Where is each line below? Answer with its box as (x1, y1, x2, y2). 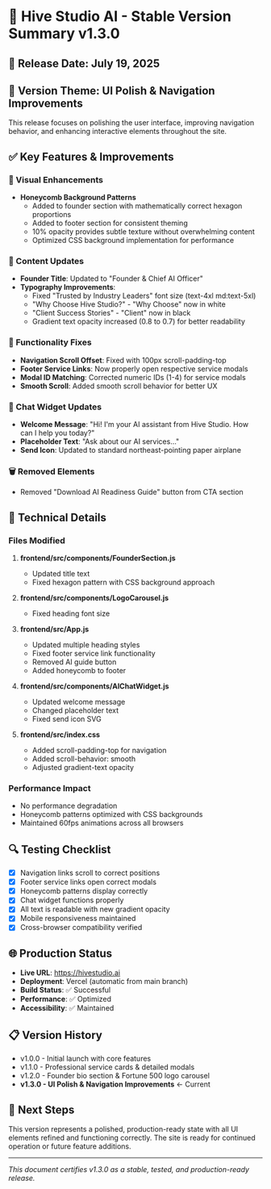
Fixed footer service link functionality (31, 648, 156, 658)
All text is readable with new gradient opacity (19, 904, 171, 915)
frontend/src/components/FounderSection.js (19, 553, 176, 563)
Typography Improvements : (19, 283, 116, 292)
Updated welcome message (31, 697, 126, 706)
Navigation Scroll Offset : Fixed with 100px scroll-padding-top (19, 355, 227, 365)
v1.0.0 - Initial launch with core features (19, 1053, 152, 1064)
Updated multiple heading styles (31, 639, 140, 649)
